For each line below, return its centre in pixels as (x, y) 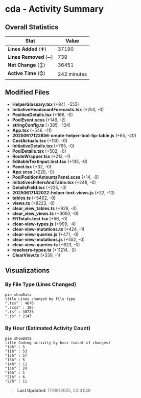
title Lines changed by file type (40, 299)
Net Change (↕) (26, 65)
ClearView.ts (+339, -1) (36, 255)
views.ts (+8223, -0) (34, 203)
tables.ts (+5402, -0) (34, 198)
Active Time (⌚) (26, 73)
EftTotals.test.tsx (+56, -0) (40, 218)
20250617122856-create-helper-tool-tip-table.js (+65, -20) (74, 135)
